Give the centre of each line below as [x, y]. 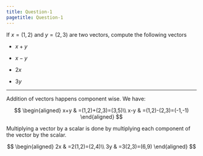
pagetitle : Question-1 [35, 17]
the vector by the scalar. [36, 135]
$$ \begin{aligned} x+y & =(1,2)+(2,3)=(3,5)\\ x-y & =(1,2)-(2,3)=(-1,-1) [101, 110]
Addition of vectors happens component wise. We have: [76, 98]
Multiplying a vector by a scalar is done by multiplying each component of [98, 128]
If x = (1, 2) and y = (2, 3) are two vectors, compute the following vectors [97, 34]
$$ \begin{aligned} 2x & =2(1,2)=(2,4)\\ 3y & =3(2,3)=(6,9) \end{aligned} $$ [101, 146]
